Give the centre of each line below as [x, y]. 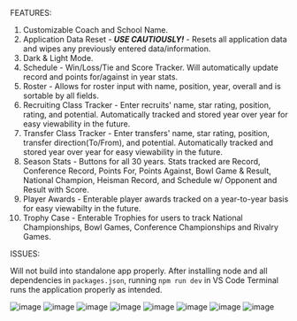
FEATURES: [31, 13]
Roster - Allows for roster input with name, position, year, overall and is [152, 86]
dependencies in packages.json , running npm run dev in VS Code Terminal [145, 280]
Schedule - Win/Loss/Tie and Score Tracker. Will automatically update [151, 67]
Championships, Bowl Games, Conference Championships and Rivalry [151, 227]
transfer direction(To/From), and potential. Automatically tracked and [148, 142]
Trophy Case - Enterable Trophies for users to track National [133, 218]
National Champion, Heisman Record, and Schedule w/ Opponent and [150, 180]
